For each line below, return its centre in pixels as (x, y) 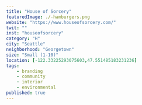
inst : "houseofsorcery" (35, 33)
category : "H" (23, 38)
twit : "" (17, 28)
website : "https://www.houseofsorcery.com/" (61, 22)
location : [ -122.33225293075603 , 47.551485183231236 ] (72, 60)
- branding (30, 71)
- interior (30, 82)
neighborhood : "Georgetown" (40, 50)
